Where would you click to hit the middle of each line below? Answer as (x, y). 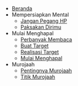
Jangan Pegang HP (44, 21)
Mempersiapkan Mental (40, 15)
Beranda (22, 8)
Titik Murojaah (38, 77)
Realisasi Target (40, 52)
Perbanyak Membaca (46, 39)
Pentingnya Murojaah (46, 70)
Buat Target (34, 46)
